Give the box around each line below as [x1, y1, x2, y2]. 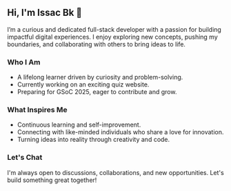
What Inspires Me [7, 105, 68, 115]
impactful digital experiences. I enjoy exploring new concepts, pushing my [7, 33, 219, 41]
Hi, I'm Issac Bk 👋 [7, 7, 83, 19]
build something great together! [7, 176, 97, 184]
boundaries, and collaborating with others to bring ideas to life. [7, 39, 186, 48]
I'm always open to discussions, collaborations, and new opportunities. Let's [7, 168, 224, 176]
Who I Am [7, 57, 41, 66]
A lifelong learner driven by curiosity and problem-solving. [17, 73, 183, 82]
